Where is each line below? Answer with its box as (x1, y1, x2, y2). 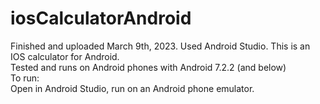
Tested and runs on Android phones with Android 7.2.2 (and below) (10, 61, 287, 73)
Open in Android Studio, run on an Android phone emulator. (10, 82, 255, 94)
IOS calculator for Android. (10, 50, 120, 62)
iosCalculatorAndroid (10, 7, 192, 30)
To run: (10, 72, 40, 84)
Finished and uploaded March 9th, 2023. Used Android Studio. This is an (10, 40, 311, 52)
